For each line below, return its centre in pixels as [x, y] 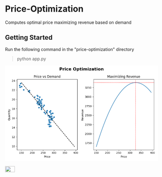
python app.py [31, 59]
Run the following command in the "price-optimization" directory [70, 49]
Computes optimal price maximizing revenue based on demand [68, 22]
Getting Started [29, 38]
